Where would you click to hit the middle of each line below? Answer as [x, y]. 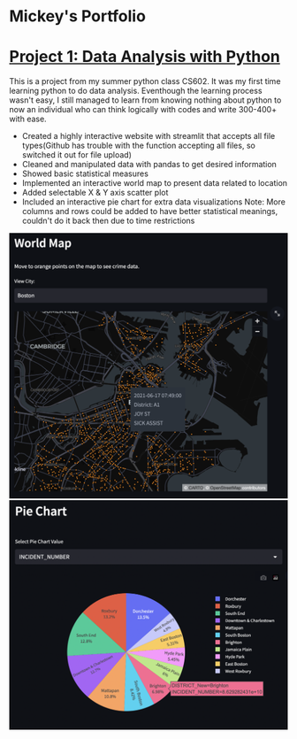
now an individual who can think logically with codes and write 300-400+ [143, 110]
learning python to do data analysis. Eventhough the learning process [136, 91]
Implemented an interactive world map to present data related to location [155, 183]
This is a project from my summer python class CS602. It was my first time [145, 81]
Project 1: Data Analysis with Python [145, 57]
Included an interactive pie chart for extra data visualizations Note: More [153, 202]
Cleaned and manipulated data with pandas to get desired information [149, 165]
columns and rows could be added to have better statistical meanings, [150, 212]
